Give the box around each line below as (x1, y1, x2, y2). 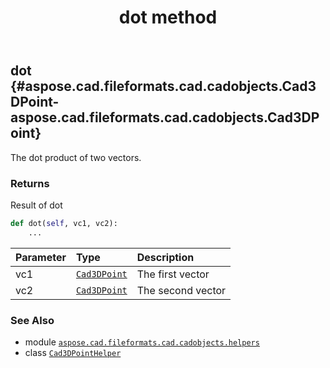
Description (136, 250, 195, 264)
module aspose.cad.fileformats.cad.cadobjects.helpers (24, 336, 260, 348)
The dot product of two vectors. (10, 151, 142, 163)
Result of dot (10, 199, 63, 211)
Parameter (15, 250, 67, 264)
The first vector (136, 267, 210, 281)
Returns (10, 176, 50, 190)
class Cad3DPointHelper (24, 346, 122, 358)
